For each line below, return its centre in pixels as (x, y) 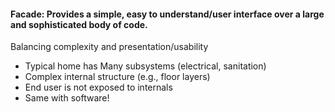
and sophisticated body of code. (79, 24)
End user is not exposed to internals (98, 87)
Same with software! (67, 98)
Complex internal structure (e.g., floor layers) (117, 77)
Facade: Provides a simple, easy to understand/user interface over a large (167, 14)
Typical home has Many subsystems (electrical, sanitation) (145, 66)
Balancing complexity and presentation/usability (109, 47)
